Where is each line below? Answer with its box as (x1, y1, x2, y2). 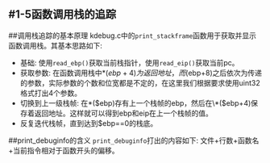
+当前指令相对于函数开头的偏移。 (8, 145, 119, 155)
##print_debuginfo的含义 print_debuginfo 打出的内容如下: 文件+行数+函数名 (8, 136, 260, 145)
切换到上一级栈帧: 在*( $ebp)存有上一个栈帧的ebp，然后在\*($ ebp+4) (19, 98, 251, 107)
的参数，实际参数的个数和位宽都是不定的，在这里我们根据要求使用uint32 (19, 77, 260, 87)
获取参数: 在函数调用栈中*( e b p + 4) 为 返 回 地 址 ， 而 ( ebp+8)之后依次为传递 (19, 68, 263, 77)
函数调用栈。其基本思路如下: (8, 40, 103, 50)
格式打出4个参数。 (19, 88, 82, 98)
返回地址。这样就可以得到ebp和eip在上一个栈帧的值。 (34, 108, 214, 118)
